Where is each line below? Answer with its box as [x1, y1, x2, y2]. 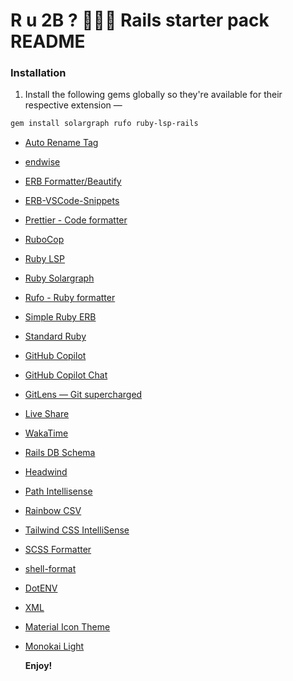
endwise [24, 156, 61, 168]
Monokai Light [24, 640, 85, 653]
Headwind [24, 466, 68, 478]
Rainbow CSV [24, 505, 82, 517]
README [10, 30, 86, 53]
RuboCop [24, 234, 65, 246]
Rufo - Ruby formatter [24, 292, 116, 304]
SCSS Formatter [24, 544, 92, 556]
